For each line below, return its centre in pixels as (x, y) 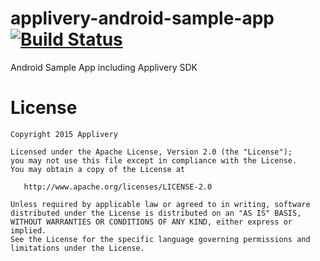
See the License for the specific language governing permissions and (160, 239)
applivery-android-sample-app (142, 18)
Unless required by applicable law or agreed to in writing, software (160, 204)
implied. (28, 230)
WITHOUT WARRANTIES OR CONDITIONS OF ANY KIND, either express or (151, 222)
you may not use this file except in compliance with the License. (154, 160)
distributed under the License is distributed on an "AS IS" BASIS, (156, 213)
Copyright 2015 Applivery (64, 134)
